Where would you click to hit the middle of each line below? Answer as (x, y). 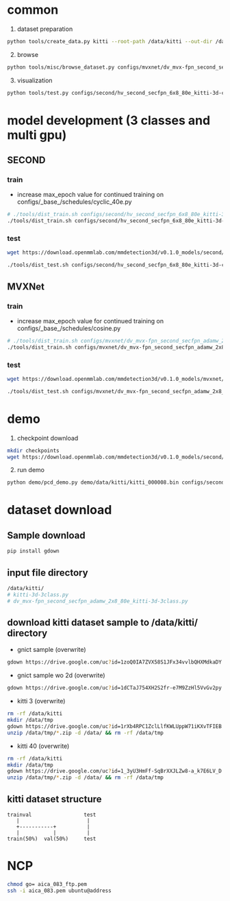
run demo (30, 470)
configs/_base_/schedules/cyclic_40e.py (74, 202)
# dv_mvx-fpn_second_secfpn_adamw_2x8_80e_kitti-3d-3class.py (98, 601)
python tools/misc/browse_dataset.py (61, 67)
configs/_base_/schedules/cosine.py (69, 328)
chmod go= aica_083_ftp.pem (47, 884)
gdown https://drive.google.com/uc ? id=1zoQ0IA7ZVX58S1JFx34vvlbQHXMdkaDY (115, 662)
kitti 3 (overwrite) (41, 701)
